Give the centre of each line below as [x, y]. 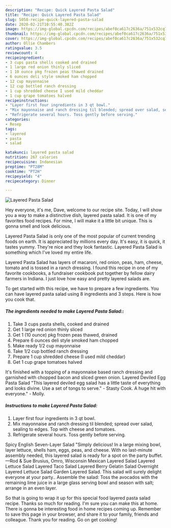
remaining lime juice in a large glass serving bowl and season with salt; [80, 483]
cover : [12, 39]
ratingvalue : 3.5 [24, 48]
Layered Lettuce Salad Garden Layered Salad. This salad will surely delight [83, 472]
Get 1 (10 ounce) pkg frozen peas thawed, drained [65, 335]
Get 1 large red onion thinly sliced [48, 329]
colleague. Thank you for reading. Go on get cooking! [61, 520]
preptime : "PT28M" [25, 167]
